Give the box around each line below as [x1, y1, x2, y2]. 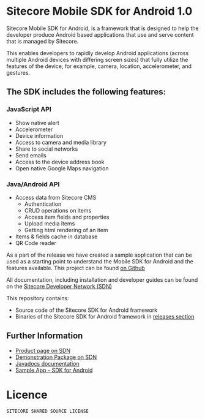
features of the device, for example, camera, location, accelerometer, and [6, 62, 192, 70]
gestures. [6, 69, 31, 76]
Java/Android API [6, 179, 60, 188]
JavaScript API [6, 105, 52, 114]
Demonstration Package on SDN [15, 353, 97, 361]
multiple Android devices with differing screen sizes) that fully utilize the [6, 56, 188, 63]
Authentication [24, 200, 62, 208]
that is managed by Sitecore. [6, 37, 79, 45]
